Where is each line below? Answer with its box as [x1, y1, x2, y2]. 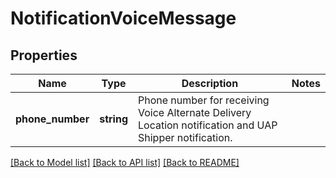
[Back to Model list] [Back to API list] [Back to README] [10, 157, 240, 168]
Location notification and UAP [137, 118, 278, 132]
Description [181, 77, 239, 90]
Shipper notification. [137, 131, 233, 144]
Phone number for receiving [137, 93, 270, 107]
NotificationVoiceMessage [10, 7, 237, 30]
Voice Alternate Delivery [137, 106, 252, 119]
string [99, 112, 128, 126]
